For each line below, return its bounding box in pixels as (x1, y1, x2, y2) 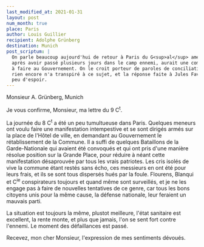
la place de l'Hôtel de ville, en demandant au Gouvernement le (6, 132, 162, 139)
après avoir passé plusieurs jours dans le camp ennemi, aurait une (12, 60, 189, 66)
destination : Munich (6, 43, 59, 49)
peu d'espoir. (12, 77, 47, 83)
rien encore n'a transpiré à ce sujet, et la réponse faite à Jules (12, 71, 189, 77)
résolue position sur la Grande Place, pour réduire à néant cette (6, 151, 165, 159)
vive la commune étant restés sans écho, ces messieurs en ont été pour (6, 164, 186, 172)
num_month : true (6, 20, 47, 26)
